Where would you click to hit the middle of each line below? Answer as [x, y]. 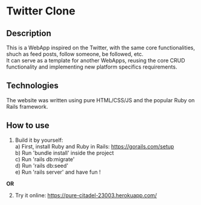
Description [29, 33]
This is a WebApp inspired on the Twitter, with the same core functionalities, [101, 47]
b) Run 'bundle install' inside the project [64, 153]
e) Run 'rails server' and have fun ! [58, 172]
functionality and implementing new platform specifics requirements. [92, 67]
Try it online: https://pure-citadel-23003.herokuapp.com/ [86, 195]
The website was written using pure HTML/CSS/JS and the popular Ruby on [101, 100]
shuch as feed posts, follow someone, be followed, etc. [75, 54]
